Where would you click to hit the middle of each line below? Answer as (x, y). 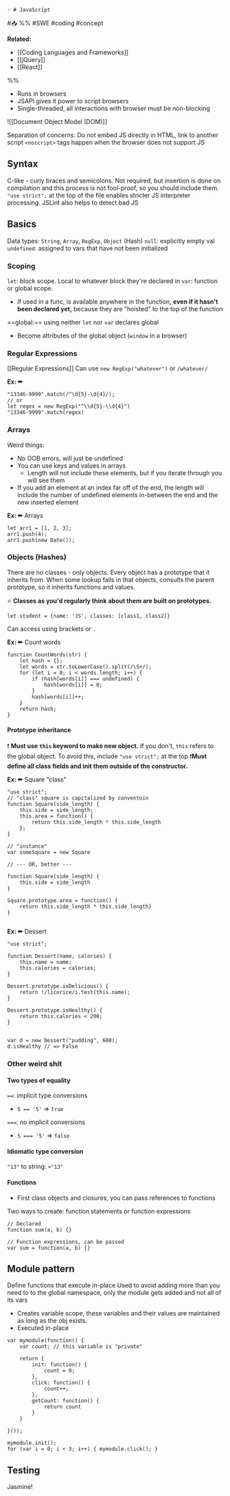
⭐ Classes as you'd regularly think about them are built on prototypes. (109, 601)
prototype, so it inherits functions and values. (71, 587)
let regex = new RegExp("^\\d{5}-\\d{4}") (69, 406)
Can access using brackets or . (51, 628)
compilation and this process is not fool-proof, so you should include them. (113, 188)
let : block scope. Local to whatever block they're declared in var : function (113, 281)
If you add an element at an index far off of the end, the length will (111, 487)
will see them (46, 480)
